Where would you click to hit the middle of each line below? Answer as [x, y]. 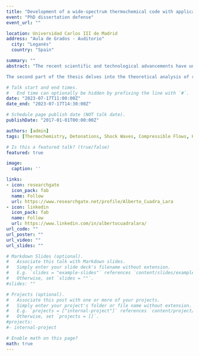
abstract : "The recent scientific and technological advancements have [96, 66]
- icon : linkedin [28, 207]
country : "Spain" [33, 50]
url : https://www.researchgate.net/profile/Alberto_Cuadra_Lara [92, 201]
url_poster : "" [25, 235]
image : [14, 163]
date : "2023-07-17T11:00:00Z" [44, 98]
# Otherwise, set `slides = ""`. [50, 278]
